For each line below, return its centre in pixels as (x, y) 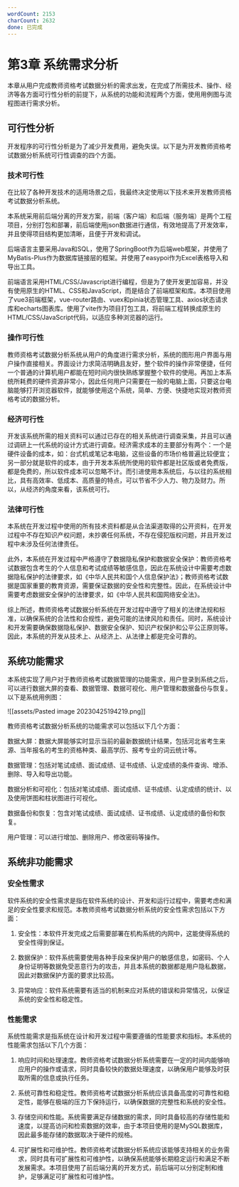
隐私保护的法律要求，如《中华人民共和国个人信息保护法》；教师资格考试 (118, 577)
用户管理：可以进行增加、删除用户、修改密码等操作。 (85, 837)
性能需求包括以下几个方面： (48, 1045)
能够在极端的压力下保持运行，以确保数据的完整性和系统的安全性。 (133, 1102)
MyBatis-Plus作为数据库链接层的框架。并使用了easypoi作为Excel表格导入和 (118, 258)
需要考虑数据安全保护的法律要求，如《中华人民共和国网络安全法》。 (106, 595)
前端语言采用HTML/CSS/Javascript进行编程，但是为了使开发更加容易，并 (115, 282)
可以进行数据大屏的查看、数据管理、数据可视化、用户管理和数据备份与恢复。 (119, 688)
